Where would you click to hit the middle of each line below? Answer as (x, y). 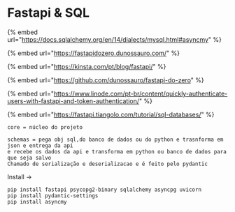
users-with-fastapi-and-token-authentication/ (73, 101)
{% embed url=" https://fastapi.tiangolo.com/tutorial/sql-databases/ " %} (111, 114)
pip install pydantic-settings (53, 196)
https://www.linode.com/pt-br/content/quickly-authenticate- (141, 93)
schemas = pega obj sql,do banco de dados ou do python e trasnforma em (115, 139)
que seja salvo (29, 158)
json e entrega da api (40, 145)
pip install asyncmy (37, 202)
